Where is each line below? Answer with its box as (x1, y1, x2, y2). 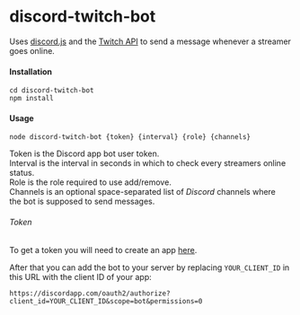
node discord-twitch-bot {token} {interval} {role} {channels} (9, 133, 251, 142)
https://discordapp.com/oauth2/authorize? (9, 289, 171, 298)
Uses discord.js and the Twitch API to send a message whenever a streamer (9, 36, 292, 47)
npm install (9, 94, 54, 103)
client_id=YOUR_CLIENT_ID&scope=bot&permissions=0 (9, 296, 203, 306)
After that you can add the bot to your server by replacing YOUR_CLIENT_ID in (9, 262, 290, 273)
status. (9, 168, 35, 179)
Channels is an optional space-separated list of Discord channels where (9, 187, 277, 197)
